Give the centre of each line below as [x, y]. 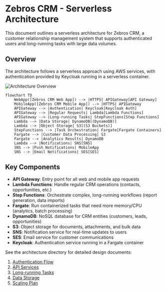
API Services [25, 267]
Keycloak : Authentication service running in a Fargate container [78, 242]
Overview [21, 59]
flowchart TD [19, 95]
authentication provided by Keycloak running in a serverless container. [78, 76]
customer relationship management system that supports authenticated [79, 38]
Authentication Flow [33, 262]
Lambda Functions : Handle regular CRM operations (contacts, [77, 184]
